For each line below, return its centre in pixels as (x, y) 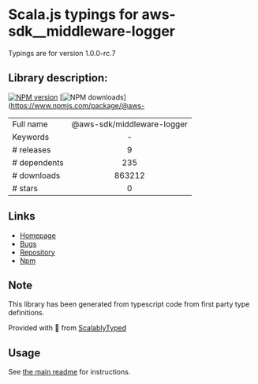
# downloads (36, 175)
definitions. (26, 313)
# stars (25, 188)
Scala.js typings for (73, 15)
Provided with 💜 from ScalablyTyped (67, 328)
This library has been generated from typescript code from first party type (129, 304)
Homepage (38, 235)
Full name (30, 124)
